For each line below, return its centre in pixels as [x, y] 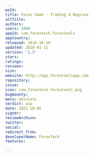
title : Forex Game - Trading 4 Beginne [47, 15]
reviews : [14, 66]
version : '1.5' [21, 52]
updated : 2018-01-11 [27, 47]
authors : [14, 24]
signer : [13, 113]
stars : [12, 57]
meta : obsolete [21, 99]
